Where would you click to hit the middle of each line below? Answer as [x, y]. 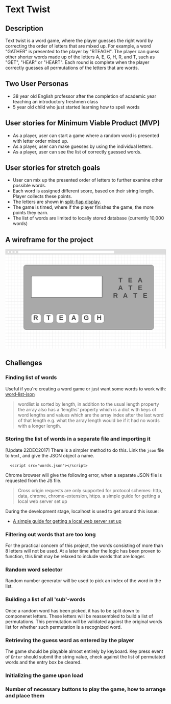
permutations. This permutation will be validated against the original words [84, 621]
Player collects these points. [42, 196]
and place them [25, 695]
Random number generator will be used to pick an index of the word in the [83, 581]
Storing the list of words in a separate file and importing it [78, 439]
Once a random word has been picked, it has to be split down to [72, 610]
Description [24, 28]
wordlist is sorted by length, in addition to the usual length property [88, 404]
